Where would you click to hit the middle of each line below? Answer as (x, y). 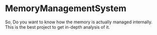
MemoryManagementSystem (66, 9)
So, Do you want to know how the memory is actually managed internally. (79, 22)
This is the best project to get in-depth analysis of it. (58, 27)
